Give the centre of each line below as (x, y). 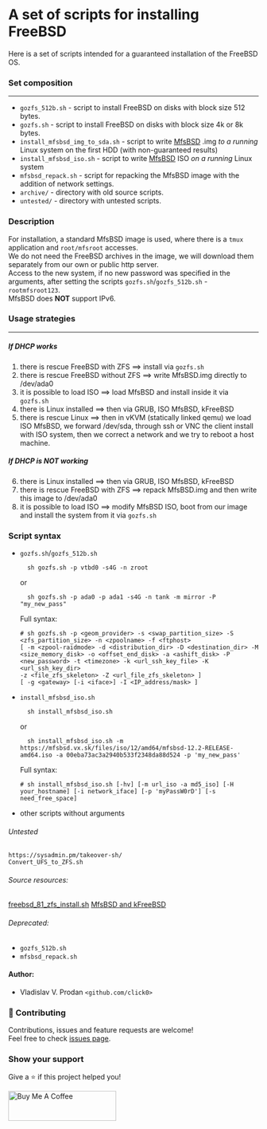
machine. (35, 443)
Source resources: (39, 879)
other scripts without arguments (72, 813)
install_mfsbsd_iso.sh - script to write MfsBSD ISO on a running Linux (136, 159)
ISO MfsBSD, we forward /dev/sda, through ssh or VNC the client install (137, 426)
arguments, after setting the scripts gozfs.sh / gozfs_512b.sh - (108, 281)
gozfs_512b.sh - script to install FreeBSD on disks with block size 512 (132, 108)
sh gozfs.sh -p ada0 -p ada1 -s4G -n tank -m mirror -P (122, 597)
